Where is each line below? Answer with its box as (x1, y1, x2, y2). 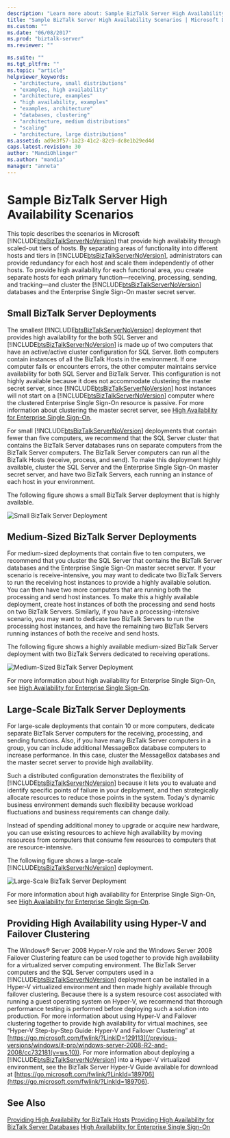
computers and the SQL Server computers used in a (7, 968, 154, 976)
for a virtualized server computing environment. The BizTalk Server (7, 960, 196, 969)
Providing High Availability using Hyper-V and (7, 917, 207, 929)
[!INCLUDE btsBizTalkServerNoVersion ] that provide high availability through (7, 237, 221, 245)
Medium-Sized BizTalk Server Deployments (7, 531, 197, 542)
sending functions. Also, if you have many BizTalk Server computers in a (7, 736, 211, 744)
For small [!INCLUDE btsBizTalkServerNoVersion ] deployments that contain (7, 426, 217, 435)
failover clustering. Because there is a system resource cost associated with (7, 990, 222, 998)
